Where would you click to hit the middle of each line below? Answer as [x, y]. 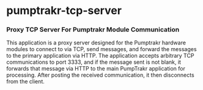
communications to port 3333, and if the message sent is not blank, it [94, 62]
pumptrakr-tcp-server [64, 11]
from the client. [25, 81]
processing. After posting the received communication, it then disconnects [100, 75]
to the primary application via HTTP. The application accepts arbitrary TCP [100, 56]
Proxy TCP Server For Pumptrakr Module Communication [93, 30]
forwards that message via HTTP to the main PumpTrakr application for [96, 69]
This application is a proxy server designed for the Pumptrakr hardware [96, 43]
